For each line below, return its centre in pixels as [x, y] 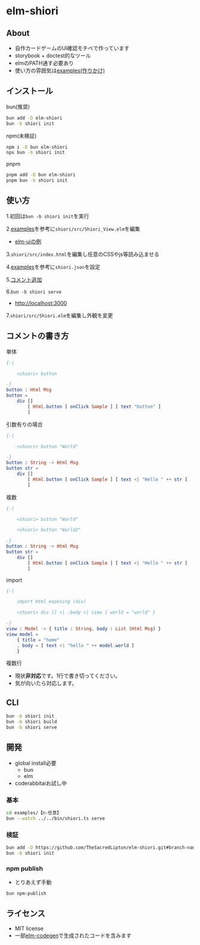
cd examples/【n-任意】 [34, 813]
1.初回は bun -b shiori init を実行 [48, 216]
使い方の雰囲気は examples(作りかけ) [60, 70]
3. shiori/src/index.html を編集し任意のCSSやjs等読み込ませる [83, 254]
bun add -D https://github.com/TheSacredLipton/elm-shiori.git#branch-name [102, 848]
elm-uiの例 [28, 241]
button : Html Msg [29, 390]
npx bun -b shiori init [36, 153]
